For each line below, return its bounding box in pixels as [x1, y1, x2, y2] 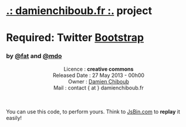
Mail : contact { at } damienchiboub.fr [53, 84, 144, 91]
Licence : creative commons [63, 65, 134, 72]
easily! [6, 114, 22, 121]
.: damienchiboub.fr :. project [6, 4, 153, 18]
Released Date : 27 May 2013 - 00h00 [52, 72, 145, 79]
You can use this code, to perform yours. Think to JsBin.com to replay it [6, 108, 181, 115]
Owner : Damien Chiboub [68, 78, 129, 85]
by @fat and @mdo [6, 52, 62, 60]
